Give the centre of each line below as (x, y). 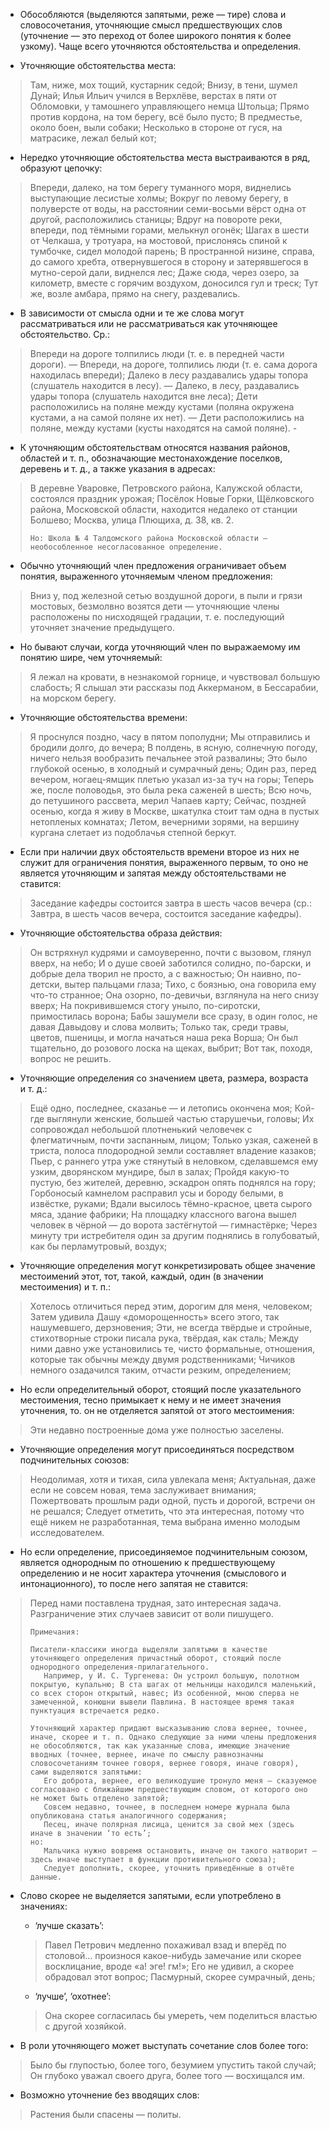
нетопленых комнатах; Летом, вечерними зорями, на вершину (164, 822)
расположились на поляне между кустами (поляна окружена (162, 407)
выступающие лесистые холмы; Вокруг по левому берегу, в (159, 198)
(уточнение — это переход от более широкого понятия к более (155, 35)
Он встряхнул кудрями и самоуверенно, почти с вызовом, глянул (170, 952)
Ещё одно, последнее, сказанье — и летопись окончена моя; (161, 1108)
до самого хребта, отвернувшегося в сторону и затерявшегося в (169, 262)
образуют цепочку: (61, 168)
